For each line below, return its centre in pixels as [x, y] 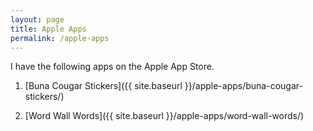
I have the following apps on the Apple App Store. [112, 67]
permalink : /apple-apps [60, 38]
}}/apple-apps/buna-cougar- [243, 86]
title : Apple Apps [48, 29]
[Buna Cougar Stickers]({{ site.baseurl [103, 86]
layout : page [37, 19]
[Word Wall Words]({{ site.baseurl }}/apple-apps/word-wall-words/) [164, 116]
